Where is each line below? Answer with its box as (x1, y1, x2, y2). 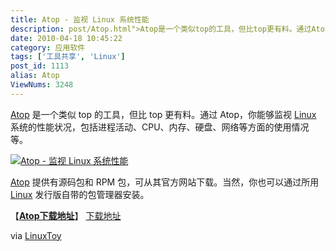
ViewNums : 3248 (10, 80, 74, 90)
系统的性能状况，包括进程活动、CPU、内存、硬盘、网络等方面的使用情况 (10, 121, 310, 133)
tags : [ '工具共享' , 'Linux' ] (10, 52, 126, 62)
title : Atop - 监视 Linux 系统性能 (10, 14, 150, 25)
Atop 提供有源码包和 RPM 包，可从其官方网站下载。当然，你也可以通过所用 (10, 176, 320, 188)
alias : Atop (10, 71, 60, 81)
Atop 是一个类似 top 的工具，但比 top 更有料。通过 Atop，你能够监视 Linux (10, 108, 317, 120)
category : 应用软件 (10, 42, 86, 53)
